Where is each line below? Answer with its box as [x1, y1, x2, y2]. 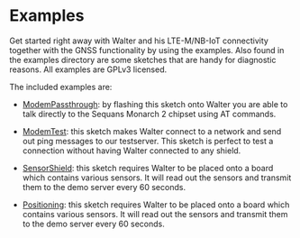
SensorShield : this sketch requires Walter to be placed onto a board [22, 162, 274, 173]
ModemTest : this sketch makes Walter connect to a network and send [22, 125, 282, 136]
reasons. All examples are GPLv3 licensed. [9, 64, 168, 75]
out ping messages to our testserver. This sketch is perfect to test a [22, 135, 274, 146]
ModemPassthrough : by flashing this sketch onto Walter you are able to [22, 98, 288, 109]
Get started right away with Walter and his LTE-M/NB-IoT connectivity [9, 35, 268, 46]
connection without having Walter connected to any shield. [22, 145, 241, 156]
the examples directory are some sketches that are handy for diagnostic [9, 54, 277, 65]
